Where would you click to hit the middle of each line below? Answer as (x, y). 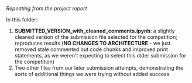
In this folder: (22, 19)
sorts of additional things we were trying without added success (92, 74)
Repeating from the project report (47, 8)
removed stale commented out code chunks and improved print (91, 49)
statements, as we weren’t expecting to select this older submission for (100, 55)
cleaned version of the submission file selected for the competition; (96, 37)
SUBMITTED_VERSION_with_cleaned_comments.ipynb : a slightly (95, 31)
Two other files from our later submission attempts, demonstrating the (99, 68)
